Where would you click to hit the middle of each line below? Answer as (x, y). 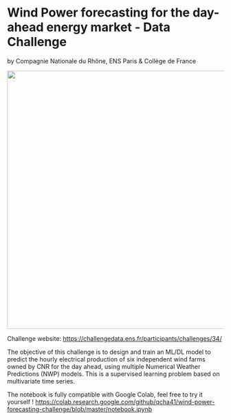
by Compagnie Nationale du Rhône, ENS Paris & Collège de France (102, 61)
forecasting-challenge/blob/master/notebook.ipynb (80, 409)
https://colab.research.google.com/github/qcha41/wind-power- (125, 401)
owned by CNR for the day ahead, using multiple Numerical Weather (104, 366)
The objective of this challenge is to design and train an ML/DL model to (109, 352)
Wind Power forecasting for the (99, 13)
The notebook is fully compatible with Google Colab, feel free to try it (105, 395)
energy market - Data (108, 27)
